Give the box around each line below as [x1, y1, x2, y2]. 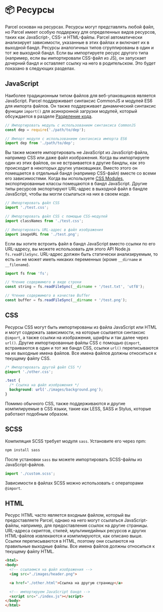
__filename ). [5, 262, 30, 267]
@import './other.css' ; [5, 369, 54, 374]
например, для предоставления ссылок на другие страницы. [21, 523, 148, 528]
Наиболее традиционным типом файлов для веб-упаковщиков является [5, 92, 156, 98]
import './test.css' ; [5, 205, 49, 210]
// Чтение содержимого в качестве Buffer [5, 293, 91, 298]
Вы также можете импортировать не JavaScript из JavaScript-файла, [5, 150, 149, 155]
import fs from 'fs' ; [5, 271, 49, 276]
